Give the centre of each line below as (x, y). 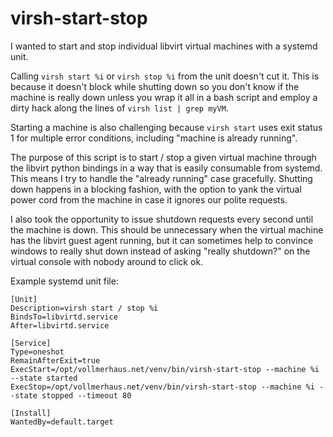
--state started (44, 378)
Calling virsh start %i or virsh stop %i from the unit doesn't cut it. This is (165, 76)
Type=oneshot (37, 352)
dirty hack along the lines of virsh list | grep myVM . (119, 108)
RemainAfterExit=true (55, 360)
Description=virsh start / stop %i (84, 308)
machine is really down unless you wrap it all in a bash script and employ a (164, 97)
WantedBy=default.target (62, 422)
